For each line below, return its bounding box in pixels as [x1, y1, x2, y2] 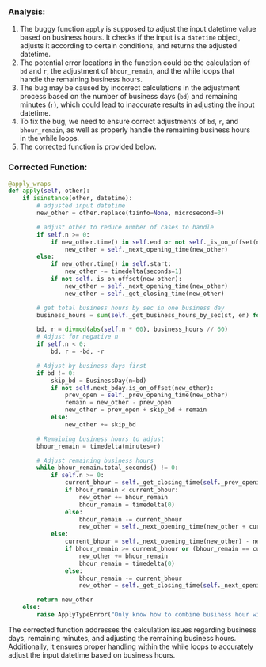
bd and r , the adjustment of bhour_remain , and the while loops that [19, 66, 235, 76]
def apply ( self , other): [8, 187, 90, 195]
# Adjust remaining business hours [36, 457, 154, 464]
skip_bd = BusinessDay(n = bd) [50, 377, 147, 385]
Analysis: [8, 6, 46, 17]
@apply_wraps [8, 180, 51, 188]
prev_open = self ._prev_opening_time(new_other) [64, 391, 228, 400]
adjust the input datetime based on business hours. [8, 650, 176, 659]
